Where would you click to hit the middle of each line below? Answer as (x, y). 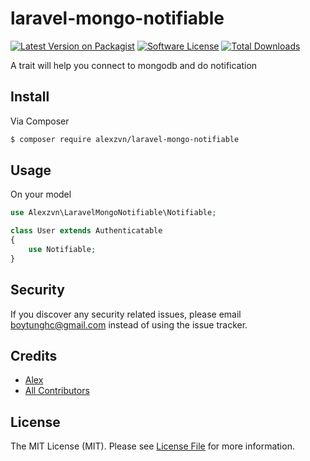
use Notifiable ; (62, 250)
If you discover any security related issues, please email (126, 314)
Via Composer (40, 121)
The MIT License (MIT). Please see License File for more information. (152, 446)
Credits (34, 356)
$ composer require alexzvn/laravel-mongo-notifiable (125, 139)
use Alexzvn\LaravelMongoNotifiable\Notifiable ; (113, 213)
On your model (41, 194)
